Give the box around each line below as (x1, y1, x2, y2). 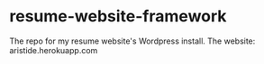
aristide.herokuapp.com (9, 44, 98, 55)
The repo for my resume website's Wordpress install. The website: (9, 36, 256, 46)
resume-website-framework (9, 6, 227, 27)
